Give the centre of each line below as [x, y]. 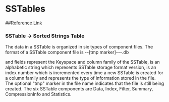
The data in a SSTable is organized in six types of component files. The [79, 47]
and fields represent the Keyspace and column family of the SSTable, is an [82, 62]
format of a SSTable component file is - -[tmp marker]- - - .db [67, 52]
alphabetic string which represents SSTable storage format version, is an [81, 67]
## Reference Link [24, 23]
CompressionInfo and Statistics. [38, 94]
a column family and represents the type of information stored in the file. [80, 78]
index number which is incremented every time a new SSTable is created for [84, 73]
